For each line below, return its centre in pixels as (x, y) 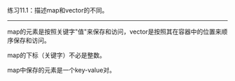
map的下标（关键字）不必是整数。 (57, 55)
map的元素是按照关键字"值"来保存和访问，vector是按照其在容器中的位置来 (114, 31)
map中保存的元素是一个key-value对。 (62, 70)
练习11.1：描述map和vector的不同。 (58, 10)
